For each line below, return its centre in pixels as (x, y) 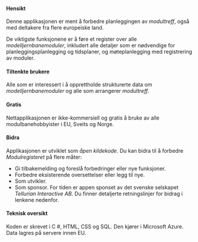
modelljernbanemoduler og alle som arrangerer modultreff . (78, 91)
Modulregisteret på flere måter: (44, 157)
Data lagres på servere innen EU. (46, 233)
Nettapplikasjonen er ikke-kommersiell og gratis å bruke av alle (83, 118)
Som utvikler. (31, 181)
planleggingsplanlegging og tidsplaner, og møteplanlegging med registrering (99, 52)
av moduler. (20, 58)
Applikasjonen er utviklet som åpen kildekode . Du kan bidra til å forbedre (95, 150)
